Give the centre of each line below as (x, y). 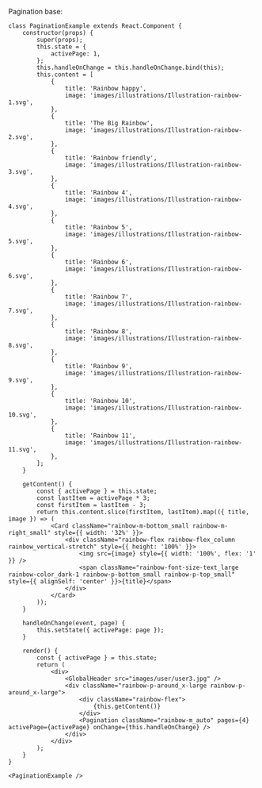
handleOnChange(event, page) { (74, 623)
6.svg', (21, 276)
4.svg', (21, 206)
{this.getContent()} (127, 706)
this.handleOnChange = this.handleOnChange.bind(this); (131, 67)
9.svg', (21, 380)
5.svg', (21, 241)
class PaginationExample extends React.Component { (95, 26)
